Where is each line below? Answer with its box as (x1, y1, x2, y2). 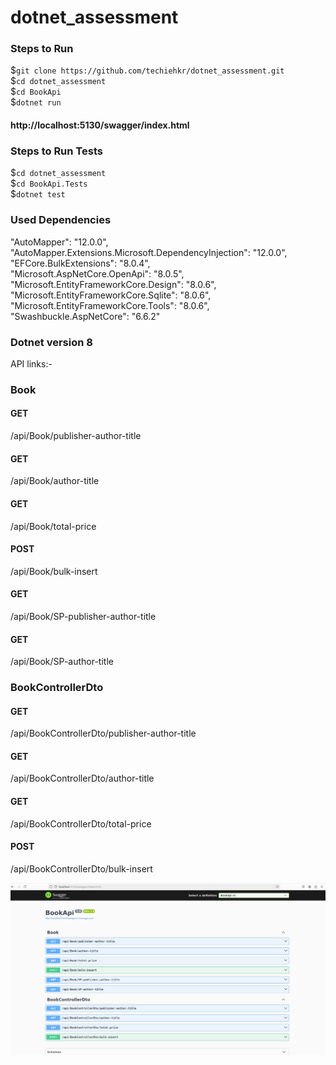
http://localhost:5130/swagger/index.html (10, 119, 190, 131)
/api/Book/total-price (10, 520, 97, 532)
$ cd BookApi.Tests (10, 177, 88, 190)
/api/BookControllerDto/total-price (10, 817, 152, 830)
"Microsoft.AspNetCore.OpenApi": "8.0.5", (10, 267, 185, 280)
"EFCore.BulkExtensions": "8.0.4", (10, 257, 151, 269)
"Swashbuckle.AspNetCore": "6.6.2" (10, 310, 161, 322)
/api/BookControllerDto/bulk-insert (10, 862, 153, 875)
